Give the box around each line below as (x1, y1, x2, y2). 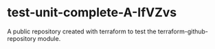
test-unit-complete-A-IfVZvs (7, 5, 177, 20)
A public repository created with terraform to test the (7, 27, 157, 35)
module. (37, 34, 61, 42)
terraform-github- (157, 27, 208, 35)
